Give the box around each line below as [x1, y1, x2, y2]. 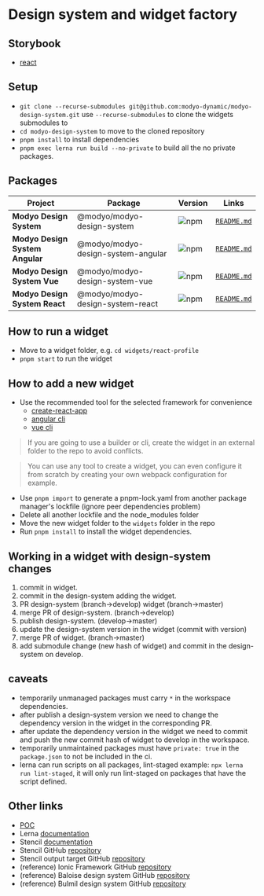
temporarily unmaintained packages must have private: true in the [19, 743, 240, 752]
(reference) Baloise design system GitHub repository [19, 870, 190, 879]
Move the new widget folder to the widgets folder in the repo [19, 519, 216, 528]
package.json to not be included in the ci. [19, 751, 152, 761]
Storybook [8, 37, 61, 50]
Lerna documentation [19, 828, 90, 838]
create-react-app [31, 406, 88, 416]
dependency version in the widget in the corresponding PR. [19, 718, 212, 728]
